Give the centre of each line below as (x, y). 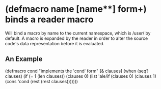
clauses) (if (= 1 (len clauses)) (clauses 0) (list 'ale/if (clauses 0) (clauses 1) (81, 76)
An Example (24, 59)
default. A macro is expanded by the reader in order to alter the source (77, 38)
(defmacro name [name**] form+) (76, 9)
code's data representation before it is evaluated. (55, 43)
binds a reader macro (49, 19)
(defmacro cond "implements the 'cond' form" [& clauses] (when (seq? (77, 71)
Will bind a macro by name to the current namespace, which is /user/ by (78, 33)
